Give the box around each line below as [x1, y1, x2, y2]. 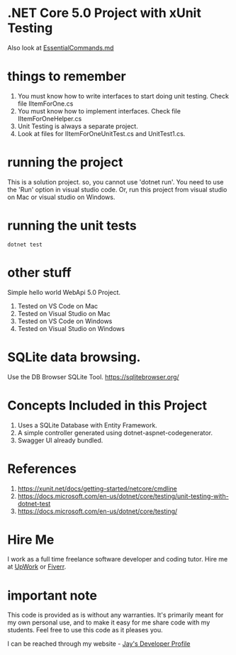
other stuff [7, 264, 72, 281]
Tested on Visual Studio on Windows [17, 324, 125, 332]
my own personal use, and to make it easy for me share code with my [7, 618, 210, 627]
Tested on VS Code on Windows [17, 317, 113, 325]
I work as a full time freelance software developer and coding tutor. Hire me [7, 555, 228, 564]
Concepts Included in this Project [7, 397, 208, 413]
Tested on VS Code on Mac [17, 301, 98, 310]
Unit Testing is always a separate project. [17, 122, 138, 130]
